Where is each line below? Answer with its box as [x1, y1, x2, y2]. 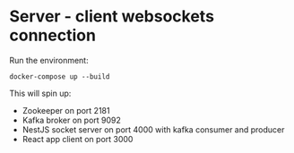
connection [9, 25, 97, 46]
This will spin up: [9, 88, 72, 98]
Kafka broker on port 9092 [22, 115, 121, 125]
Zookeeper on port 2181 [22, 105, 110, 115]
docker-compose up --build [9, 72, 110, 81]
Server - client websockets [9, 6, 215, 27]
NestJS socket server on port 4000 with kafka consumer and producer [22, 123, 285, 135]
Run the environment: [9, 55, 89, 65]
